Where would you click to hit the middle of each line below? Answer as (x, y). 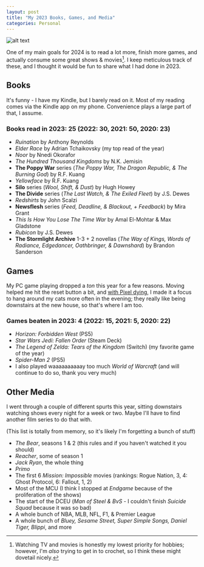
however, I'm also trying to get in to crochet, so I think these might (98, 551)
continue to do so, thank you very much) (66, 373)
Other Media (30, 392)
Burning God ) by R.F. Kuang (50, 175)
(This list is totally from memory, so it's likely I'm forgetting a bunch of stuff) (101, 431)
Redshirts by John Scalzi (46, 200)
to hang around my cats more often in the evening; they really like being (96, 298)
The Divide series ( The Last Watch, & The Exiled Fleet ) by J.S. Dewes (102, 194)
